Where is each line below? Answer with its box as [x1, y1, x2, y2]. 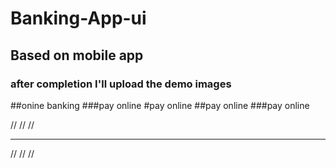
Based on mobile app [10, 47, 144, 64]
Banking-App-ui [10, 7, 147, 30]
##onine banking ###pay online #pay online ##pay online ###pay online [10, 99, 310, 111]
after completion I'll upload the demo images [10, 77, 232, 91]
